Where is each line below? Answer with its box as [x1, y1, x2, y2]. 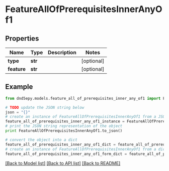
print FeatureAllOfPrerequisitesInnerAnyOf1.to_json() [5, 128, 123, 133]
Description [47, 49, 76, 56]
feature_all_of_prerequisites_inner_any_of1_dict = [5, 142, 116, 147]
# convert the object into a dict [5, 137, 78, 142]
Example [5, 83, 33, 91]
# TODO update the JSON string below [5, 105, 84, 110]
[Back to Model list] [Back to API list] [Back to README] [5, 160, 121, 166]
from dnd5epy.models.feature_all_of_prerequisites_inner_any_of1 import [5, 96, 161, 101]
